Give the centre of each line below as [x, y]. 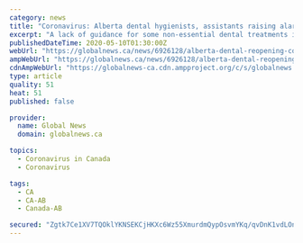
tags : [19, 184]
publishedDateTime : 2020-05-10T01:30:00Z [88, 43]
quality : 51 [32, 85]
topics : [24, 151]
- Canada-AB [40, 209]
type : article [36, 76]
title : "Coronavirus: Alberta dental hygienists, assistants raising [143, 26]
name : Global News [52, 126]
